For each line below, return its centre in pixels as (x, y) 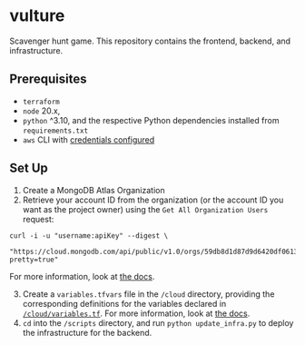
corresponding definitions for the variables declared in (124, 303)
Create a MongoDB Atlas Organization (93, 190)
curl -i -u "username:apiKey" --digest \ (89, 236)
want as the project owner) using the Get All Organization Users (145, 209)
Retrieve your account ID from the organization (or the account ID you (153, 200)
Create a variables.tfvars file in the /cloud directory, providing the (148, 294)
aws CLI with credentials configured (89, 139)
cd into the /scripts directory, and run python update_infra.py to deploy (158, 322)
